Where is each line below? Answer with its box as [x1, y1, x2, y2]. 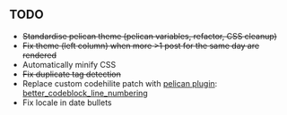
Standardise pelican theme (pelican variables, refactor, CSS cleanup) [22, 30, 278, 41]
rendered [22, 49, 57, 61]
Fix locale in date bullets [22, 97, 112, 108]
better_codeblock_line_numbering [22, 87, 148, 98]
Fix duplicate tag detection [22, 69, 121, 79]
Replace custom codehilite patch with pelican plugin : [22, 78, 218, 88]
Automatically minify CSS [22, 59, 117, 70]
